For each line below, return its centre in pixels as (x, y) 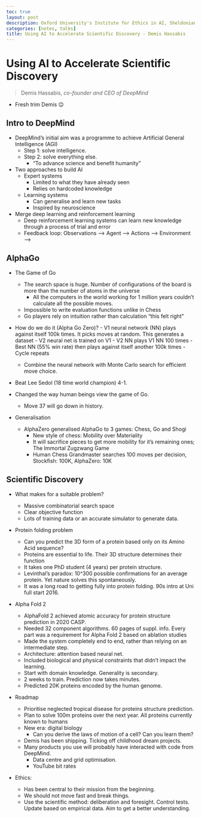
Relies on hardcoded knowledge (72, 188)
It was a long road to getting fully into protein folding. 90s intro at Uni (109, 586)
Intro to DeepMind (40, 123)
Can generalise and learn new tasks (77, 201)
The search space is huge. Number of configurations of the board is (108, 284)
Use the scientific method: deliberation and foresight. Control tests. (106, 802)
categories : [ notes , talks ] (41, 28)
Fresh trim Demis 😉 (39, 105)
